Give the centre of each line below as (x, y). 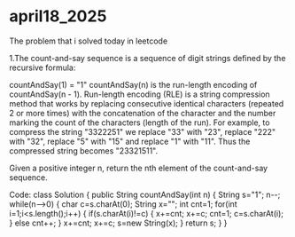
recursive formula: (43, 67)
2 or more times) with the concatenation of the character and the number (143, 113)
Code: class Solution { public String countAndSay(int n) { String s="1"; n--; (145, 194)
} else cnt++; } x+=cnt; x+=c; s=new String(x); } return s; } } (118, 223)
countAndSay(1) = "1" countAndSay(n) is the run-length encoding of (133, 84)
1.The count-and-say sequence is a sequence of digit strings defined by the (147, 58)
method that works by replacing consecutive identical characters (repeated (147, 103)
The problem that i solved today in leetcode (89, 41)
